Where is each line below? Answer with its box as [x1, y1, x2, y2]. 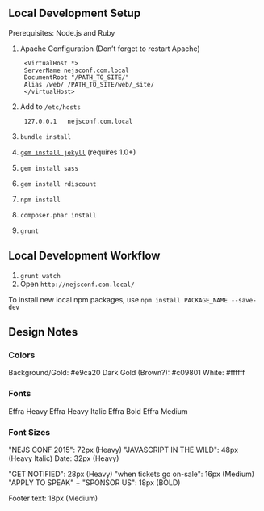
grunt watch [19, 272, 61, 280]
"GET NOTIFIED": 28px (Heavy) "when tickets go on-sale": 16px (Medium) [8, 469, 255, 479]
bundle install [19, 133, 72, 141]
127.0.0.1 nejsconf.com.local [23, 117, 133, 125]
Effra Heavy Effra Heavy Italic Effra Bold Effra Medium [8, 406, 188, 416]
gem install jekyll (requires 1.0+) [19, 147, 136, 157]
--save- [231, 296, 257, 304]
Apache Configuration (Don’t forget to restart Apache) [19, 44, 200, 53]
